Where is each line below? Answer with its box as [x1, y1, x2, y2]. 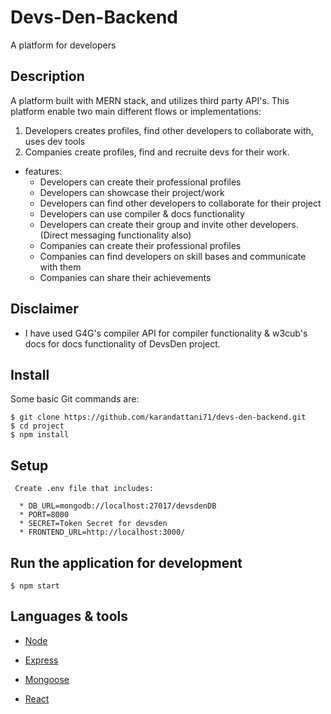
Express [24, 654, 59, 666]
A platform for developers [10, 39, 117, 51]
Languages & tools [10, 608, 128, 625]
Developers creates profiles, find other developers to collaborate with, [24, 124, 314, 136]
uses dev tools [24, 135, 86, 147]
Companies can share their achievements [39, 271, 212, 283]
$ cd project [10, 421, 65, 431]
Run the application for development [10, 554, 243, 571]
